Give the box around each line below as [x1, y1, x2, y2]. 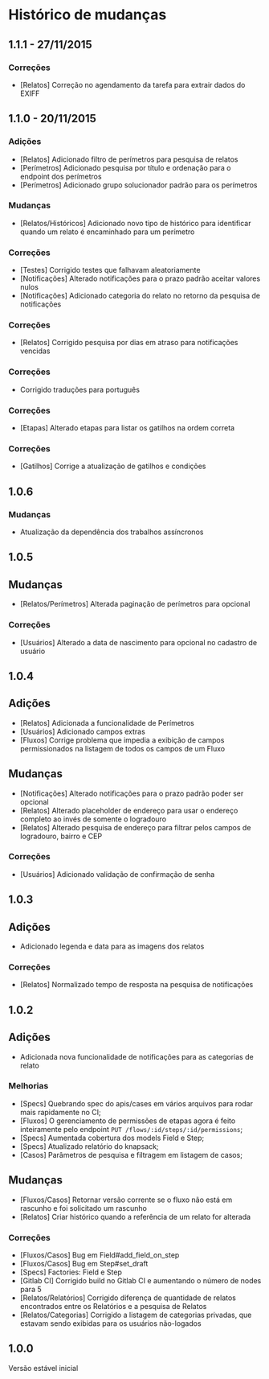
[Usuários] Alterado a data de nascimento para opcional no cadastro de [19, 637, 258, 647]
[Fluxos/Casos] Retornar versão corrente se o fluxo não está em [19, 1195, 233, 1204]
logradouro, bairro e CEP [19, 831, 103, 841]
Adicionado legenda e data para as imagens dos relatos [19, 941, 205, 951]
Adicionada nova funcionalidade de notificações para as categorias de [19, 1052, 255, 1061]
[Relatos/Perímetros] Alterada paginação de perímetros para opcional [19, 599, 251, 609]
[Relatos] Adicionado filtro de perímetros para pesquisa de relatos [19, 154, 238, 164]
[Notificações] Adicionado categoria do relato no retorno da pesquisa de [19, 291, 261, 301]
